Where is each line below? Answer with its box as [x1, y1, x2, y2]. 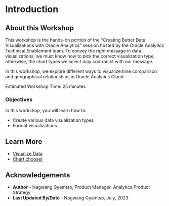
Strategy [12, 189, 31, 195]
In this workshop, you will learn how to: [5, 108, 87, 114]
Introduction [5, 4, 59, 15]
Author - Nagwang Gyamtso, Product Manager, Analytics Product [12, 184, 150, 190]
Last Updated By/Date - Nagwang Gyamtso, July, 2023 [12, 194, 129, 200]
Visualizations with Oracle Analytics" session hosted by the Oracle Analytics [5, 42, 164, 48]
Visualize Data [12, 150, 43, 157]
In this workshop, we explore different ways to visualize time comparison [5, 68, 157, 74]
